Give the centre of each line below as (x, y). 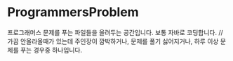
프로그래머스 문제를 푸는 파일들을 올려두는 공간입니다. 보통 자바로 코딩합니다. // (115, 32)
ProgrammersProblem (73, 12)
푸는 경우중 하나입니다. (51, 50)
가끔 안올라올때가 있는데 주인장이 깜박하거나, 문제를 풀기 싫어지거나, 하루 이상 (113, 41)
